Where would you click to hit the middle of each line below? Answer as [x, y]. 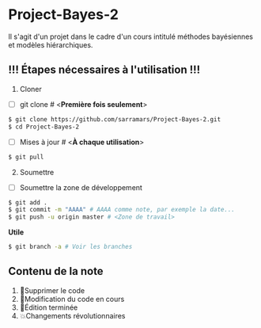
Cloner [30, 89]
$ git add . [28, 202]
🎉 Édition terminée [49, 307]
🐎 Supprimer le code [52, 290]
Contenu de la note [56, 271]
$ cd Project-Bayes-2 [44, 127]
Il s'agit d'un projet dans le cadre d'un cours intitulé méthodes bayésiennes [130, 36]
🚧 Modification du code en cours [72, 299]
